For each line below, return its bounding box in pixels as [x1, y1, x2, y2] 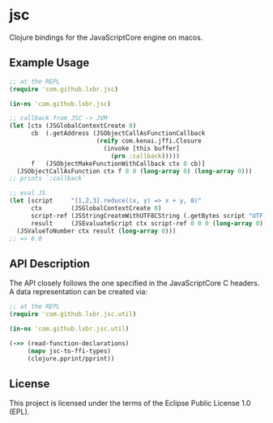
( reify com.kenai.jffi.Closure [96, 137, 202, 145]
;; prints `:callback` [9, 174, 86, 183]
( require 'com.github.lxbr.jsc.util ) [9, 310, 137, 318]
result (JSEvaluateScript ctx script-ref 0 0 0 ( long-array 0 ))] [30, 219, 271, 228]
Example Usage [9, 56, 90, 70]
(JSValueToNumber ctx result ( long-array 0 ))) [16, 227, 177, 235]
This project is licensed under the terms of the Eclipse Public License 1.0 [9, 399, 251, 408]
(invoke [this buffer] [103, 144, 181, 152]
